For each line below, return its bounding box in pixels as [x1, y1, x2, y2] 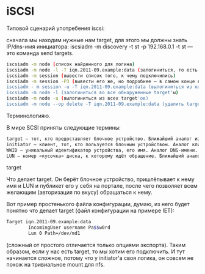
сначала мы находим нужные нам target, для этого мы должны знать [6, 36, 188, 43]
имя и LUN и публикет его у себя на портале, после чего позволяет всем [6, 182, 198, 190]
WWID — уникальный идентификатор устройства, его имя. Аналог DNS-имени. [6, 147, 198, 154]
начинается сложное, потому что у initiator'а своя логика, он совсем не [6, 254, 194, 262]
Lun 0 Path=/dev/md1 [28, 231, 81, 237]
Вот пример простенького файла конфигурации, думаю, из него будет [6, 201, 190, 208]
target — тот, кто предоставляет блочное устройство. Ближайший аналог [6, 136, 192, 142]
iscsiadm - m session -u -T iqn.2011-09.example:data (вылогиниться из [6, 84, 192, 90]
